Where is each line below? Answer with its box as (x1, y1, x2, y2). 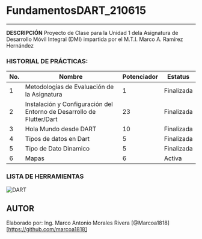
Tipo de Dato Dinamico (25, 144, 90, 153)
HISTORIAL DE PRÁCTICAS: (6, 57, 88, 65)
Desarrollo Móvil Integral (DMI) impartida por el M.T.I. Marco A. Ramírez (6, 36, 183, 43)
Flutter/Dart (25, 115, 58, 123)
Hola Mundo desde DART (25, 125, 97, 133)
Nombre (59, 73, 83, 81)
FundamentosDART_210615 (6, 4, 146, 17)
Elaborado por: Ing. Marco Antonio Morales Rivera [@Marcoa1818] (6, 219, 170, 226)
